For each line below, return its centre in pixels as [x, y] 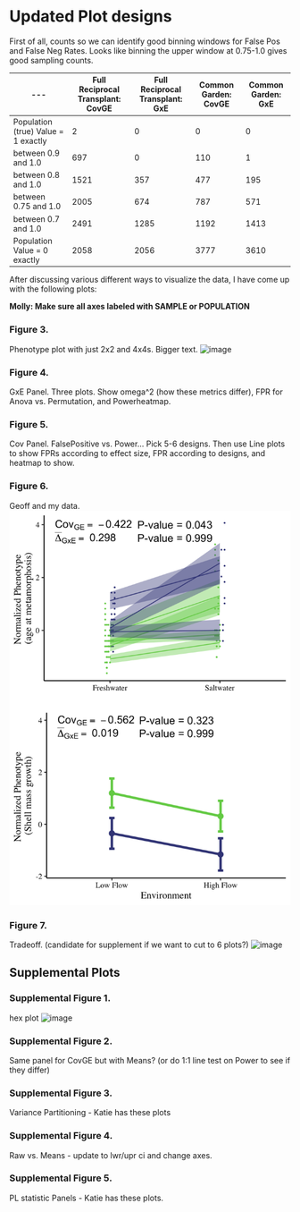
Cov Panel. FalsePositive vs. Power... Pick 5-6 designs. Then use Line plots [147, 444]
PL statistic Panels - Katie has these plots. [86, 1198]
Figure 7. [28, 925]
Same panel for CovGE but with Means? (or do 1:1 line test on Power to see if [150, 1060]
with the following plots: [53, 289]
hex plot [24, 1018]
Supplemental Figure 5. [61, 1178]
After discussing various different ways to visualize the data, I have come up [150, 280]
